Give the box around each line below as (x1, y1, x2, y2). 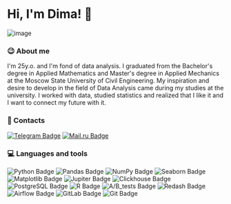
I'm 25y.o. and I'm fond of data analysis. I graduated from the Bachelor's (7, 62, 213, 70)
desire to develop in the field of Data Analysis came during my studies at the (7, 84, 224, 92)
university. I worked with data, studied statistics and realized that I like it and (7, 91, 224, 99)
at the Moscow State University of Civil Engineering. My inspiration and (7, 76, 210, 85)
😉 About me (7, 46, 50, 56)
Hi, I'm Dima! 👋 (7, 6, 93, 22)
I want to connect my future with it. (7, 99, 107, 107)
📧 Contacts (7, 116, 46, 125)
